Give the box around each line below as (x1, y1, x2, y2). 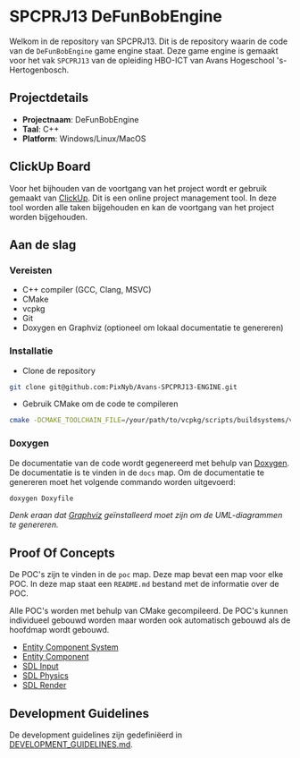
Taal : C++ (21, 123, 60, 134)
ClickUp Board (9, 159, 91, 175)
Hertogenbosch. (9, 64, 70, 75)
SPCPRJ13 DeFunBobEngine (9, 6, 223, 27)
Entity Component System (21, 642, 119, 652)
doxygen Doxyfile (9, 494, 74, 503)
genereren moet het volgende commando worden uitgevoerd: (9, 476, 237, 487)
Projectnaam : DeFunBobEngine (21, 114, 139, 124)
